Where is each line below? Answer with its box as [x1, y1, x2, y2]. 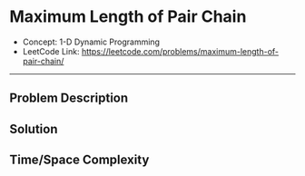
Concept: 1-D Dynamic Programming [22, 36, 161, 47]
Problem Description [9, 91, 129, 106]
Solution [9, 121, 58, 137]
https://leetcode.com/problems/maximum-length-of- [81, 45, 280, 56]
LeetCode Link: [22, 45, 80, 56]
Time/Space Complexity [9, 152, 150, 168]
